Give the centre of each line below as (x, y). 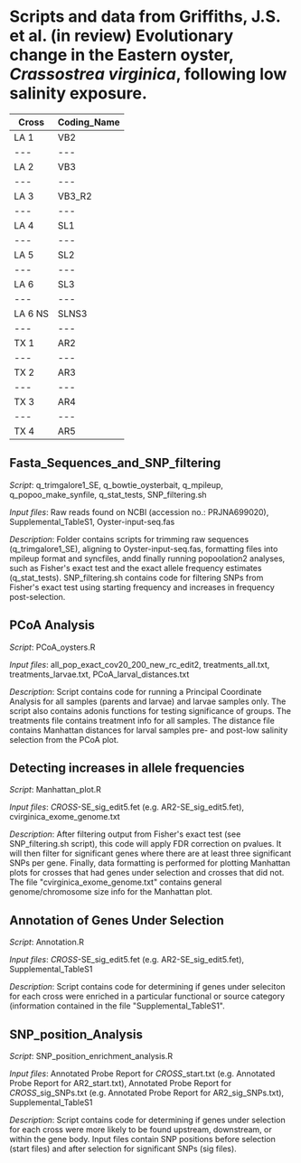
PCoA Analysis (52, 625)
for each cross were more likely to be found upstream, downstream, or (141, 1130)
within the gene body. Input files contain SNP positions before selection (142, 1139)
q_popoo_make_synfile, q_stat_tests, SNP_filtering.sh (108, 494)
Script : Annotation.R (47, 943)
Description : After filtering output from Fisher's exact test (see (125, 834)
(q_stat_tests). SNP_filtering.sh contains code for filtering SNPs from (136, 577)
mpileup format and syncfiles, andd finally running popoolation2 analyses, (147, 558)
